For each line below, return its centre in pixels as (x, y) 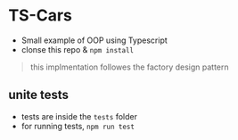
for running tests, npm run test (78, 126)
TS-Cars (41, 16)
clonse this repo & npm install (78, 49)
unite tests (38, 95)
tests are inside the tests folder (79, 116)
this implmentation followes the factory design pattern (129, 67)
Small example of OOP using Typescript (94, 40)
